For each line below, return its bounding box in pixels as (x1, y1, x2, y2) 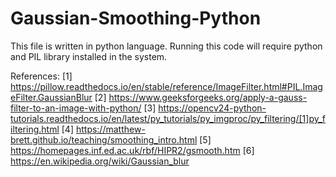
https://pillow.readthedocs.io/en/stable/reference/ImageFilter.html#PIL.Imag (10, 80, 323, 92)
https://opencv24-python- (158, 102, 267, 114)
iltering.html (10, 123, 60, 135)
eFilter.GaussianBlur (10, 91, 93, 103)
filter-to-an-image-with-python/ (10, 102, 142, 114)
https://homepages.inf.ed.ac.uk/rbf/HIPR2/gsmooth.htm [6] (10, 144, 255, 156)
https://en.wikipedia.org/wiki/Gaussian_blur (10, 155, 190, 167)
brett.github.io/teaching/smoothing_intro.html (10, 133, 198, 146)
